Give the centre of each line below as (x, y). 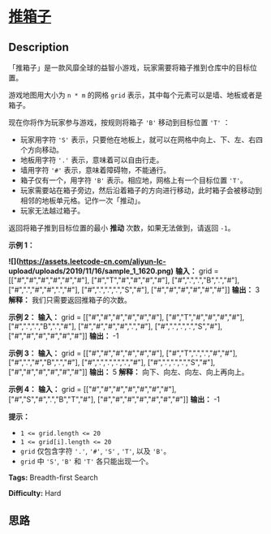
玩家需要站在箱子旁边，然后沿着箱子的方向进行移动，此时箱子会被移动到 (141, 190)
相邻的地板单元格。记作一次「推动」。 (82, 200)
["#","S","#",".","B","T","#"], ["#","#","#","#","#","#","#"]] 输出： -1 (114, 399)
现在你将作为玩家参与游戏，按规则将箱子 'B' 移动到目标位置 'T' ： (119, 122)
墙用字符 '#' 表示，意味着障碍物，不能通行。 (95, 170)
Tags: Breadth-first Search (54, 477)
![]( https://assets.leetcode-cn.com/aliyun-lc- (87, 261)
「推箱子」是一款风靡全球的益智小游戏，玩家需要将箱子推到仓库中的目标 (129, 67)
